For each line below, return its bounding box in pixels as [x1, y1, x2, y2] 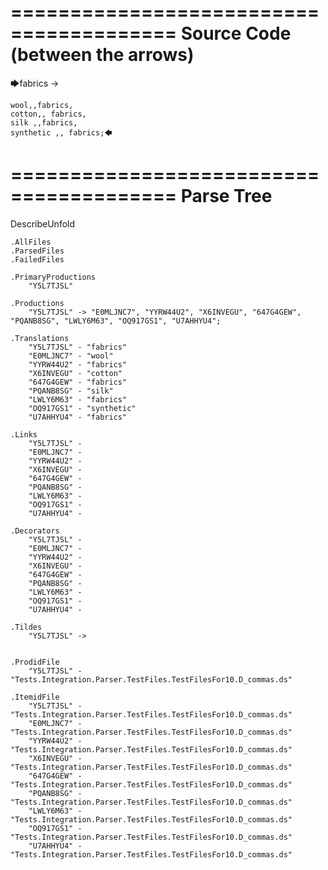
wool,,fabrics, [10, 100, 74, 110]
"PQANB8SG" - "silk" [28, 386, 114, 396]
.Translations [10, 333, 70, 343]
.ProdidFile [10, 657, 60, 667]
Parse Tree [180, 185, 273, 208]
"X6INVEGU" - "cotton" [28, 368, 123, 378]
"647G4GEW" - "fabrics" [28, 377, 128, 387]
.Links [10, 429, 38, 440]
